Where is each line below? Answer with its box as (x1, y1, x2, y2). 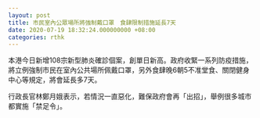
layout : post (8, 11, 51, 20)
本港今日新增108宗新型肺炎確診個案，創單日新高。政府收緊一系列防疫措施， (8, 55, 253, 65)
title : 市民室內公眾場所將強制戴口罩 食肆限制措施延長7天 (8, 19, 176, 27)
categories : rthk (8, 33, 65, 41)
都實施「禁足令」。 (8, 102, 67, 111)
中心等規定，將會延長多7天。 (8, 75, 102, 84)
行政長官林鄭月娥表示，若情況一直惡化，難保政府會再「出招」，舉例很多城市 (8, 91, 252, 102)
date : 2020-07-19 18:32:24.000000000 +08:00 (8, 26, 156, 34)
